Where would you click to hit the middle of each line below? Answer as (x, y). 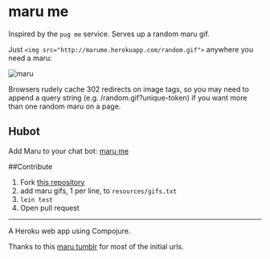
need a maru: (30, 58)
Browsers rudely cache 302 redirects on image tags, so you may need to (129, 89)
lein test (37, 199)
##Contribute (31, 166)
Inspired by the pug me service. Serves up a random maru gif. (109, 34)
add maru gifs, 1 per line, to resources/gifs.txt (98, 191)
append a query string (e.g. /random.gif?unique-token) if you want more (128, 97)
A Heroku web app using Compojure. (70, 231)
